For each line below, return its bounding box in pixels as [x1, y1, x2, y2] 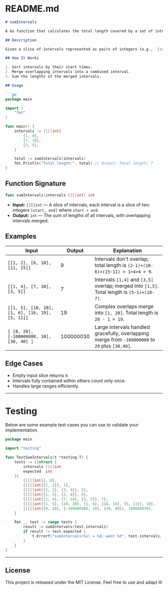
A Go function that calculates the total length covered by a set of [5, 28, 153, 33]
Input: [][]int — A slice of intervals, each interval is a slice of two [12, 201, 150, 207]
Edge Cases [5, 359, 43, 367]
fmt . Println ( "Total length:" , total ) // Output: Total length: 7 [14, 161, 153, 166]
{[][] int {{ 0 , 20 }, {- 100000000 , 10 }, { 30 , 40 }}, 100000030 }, [23, 506, 153, 511]
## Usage [5, 83, 23, 88]
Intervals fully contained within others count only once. [12, 378, 126, 384]
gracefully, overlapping [94, 329, 149, 336]
